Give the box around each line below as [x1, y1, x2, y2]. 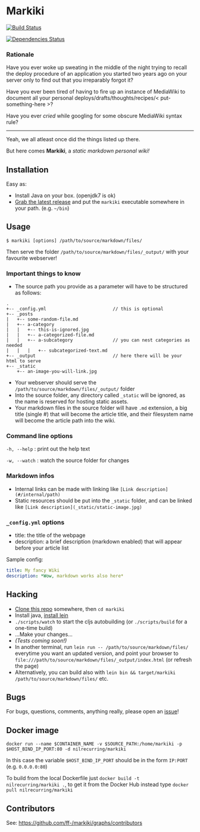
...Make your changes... [14, 631, 73, 638]
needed [6, 343, 23, 349]
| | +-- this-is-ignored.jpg [6, 327, 89, 333]
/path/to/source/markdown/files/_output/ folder [14, 386, 135, 393]
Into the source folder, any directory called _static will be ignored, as [14, 392, 186, 399]
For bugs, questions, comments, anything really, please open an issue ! [6, 708, 179, 715]
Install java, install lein [14, 611, 68, 619]
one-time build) [14, 624, 53, 631]
